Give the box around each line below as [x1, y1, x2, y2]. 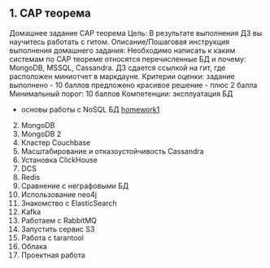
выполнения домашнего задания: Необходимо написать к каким [9, 45, 236, 55]
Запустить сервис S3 [20, 224, 95, 234]
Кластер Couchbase [20, 138, 91, 147]
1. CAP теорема [9, 7, 92, 20]
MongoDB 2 [20, 129, 62, 138]
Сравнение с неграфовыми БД [20, 181, 129, 191]
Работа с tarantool [20, 232, 85, 243]
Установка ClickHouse [20, 155, 98, 165]
